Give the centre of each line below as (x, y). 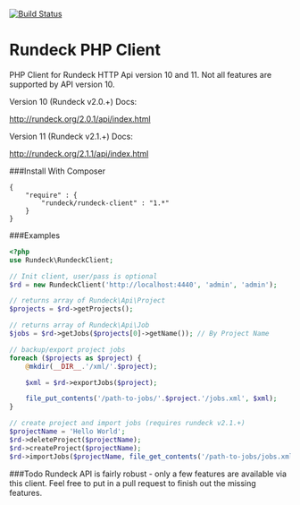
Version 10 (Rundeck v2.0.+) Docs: (73, 101)
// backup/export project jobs (67, 349)
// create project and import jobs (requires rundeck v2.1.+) (127, 424)
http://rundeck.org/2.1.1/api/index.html (79, 153)
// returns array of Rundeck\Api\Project (87, 301)
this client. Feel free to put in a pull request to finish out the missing (133, 483)
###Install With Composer (57, 171)
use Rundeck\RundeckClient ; (62, 260)
